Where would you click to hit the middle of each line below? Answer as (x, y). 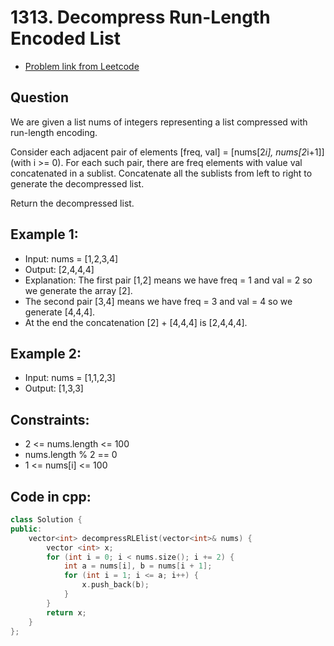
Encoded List (66, 38)
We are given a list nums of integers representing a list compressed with (159, 122)
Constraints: (50, 419)
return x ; (66, 612)
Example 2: (46, 353)
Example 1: (44, 234)
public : (26, 529)
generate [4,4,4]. (60, 312)
